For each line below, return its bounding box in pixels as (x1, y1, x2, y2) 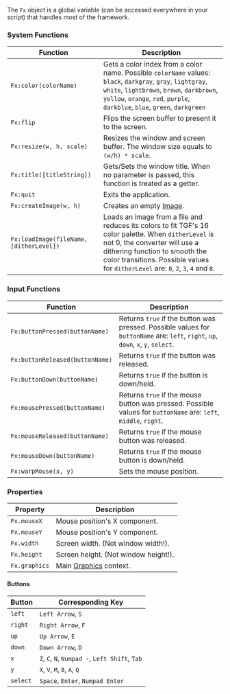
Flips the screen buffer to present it (103, 113, 217, 123)
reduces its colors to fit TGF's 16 (103, 221, 209, 231)
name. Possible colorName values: (103, 68, 211, 78)
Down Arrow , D (39, 643, 82, 652)
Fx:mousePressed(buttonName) (10, 404, 105, 411)
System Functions (7, 30, 68, 40)
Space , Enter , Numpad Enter (39, 676, 125, 686)
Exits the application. (103, 190, 170, 200)
